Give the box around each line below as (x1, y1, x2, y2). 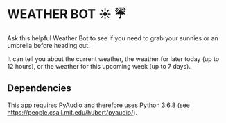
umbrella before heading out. (7, 41, 90, 49)
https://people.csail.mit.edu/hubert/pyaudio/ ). (7, 108, 137, 116)
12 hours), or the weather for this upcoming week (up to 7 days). (7, 62, 191, 70)
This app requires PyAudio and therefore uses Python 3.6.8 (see (7, 101, 191, 109)
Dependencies (7, 82, 71, 95)
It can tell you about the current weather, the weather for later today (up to (7, 54, 220, 63)
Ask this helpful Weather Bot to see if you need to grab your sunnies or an (7, 33, 218, 42)
